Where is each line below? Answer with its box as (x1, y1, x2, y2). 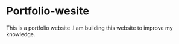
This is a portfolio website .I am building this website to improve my (6, 24, 173, 31)
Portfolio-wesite (6, 4, 89, 18)
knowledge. (6, 30, 36, 37)
